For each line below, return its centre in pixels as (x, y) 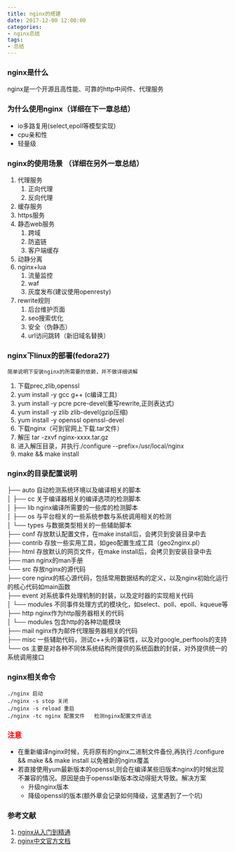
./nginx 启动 (25, 694)
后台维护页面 (46, 309)
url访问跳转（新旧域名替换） (69, 336)
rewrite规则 (34, 300)
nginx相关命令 (32, 678)
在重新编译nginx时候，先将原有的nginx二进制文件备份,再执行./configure (121, 752)
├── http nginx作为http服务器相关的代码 (66, 613)
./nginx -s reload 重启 (41, 708)
